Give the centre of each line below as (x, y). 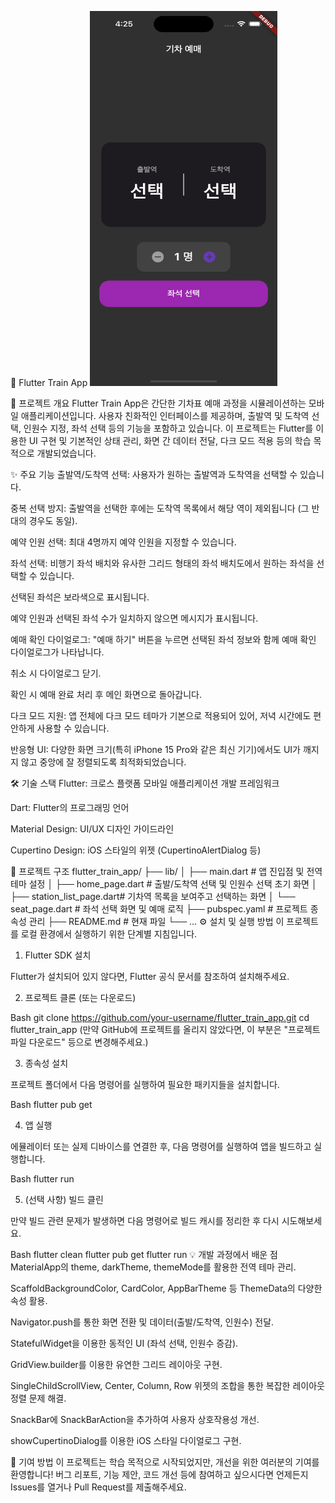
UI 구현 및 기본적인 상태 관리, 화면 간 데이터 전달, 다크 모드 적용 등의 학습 (170, 440)
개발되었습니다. (66, 453)
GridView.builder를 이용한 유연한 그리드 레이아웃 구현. (116, 1364)
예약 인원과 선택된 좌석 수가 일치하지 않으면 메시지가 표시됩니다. (134, 618)
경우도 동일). (53, 520)
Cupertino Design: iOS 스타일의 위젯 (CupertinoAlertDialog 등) (136, 850)
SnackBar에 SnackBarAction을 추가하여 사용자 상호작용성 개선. (135, 1419)
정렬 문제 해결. (38, 1398)
